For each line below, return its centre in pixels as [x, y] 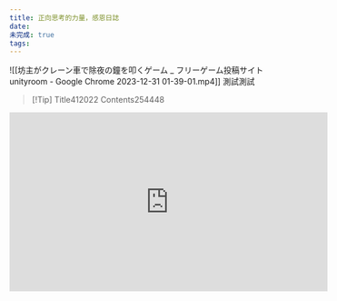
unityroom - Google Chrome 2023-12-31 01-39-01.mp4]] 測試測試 [132, 82]
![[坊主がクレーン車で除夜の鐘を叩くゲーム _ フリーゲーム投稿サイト [136, 70]
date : [20, 26]
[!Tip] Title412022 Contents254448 [98, 100]
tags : [20, 43]
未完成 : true [32, 35]
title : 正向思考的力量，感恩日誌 [64, 18]
